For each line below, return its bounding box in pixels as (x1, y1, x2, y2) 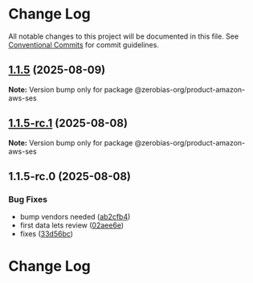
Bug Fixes (8, 194, 48, 205)
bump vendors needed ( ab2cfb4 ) (19, 212, 131, 222)
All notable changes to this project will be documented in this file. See (8, 31, 239, 41)
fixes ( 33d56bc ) (19, 229, 74, 239)
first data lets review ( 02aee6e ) (19, 220, 124, 230)
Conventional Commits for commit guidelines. (8, 39, 159, 49)
